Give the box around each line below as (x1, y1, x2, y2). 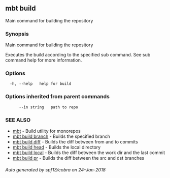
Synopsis (5, 30, 29, 37)
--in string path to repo (18, 104, 79, 110)
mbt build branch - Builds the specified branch (12, 133, 110, 139)
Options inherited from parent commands (5, 93, 110, 100)
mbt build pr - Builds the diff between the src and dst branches (12, 155, 145, 161)
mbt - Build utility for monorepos (12, 128, 81, 134)
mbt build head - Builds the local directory (12, 144, 101, 150)
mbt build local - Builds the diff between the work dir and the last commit (12, 150, 165, 156)
